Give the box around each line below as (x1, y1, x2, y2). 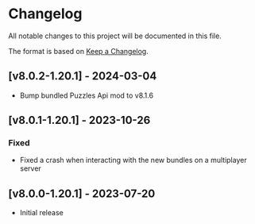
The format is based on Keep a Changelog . (8, 46, 149, 56)
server (19, 164, 41, 173)
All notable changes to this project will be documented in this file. (8, 31, 222, 41)
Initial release (19, 208, 64, 218)
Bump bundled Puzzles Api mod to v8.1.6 (19, 91, 153, 100)
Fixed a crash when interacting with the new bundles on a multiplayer (19, 156, 248, 165)
